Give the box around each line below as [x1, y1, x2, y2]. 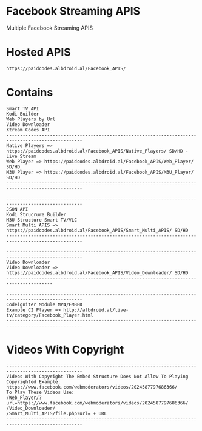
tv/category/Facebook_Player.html [6, 312, 94, 318]
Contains [6, 86, 53, 99]
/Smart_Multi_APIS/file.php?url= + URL [6, 410, 107, 416]
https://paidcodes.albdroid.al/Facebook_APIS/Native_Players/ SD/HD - [6, 148, 189, 154]
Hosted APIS [6, 45, 71, 59]
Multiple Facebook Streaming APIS [6, 24, 93, 31]
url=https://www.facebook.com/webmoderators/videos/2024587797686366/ [6, 400, 189, 406]
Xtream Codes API [6, 127, 50, 133]
